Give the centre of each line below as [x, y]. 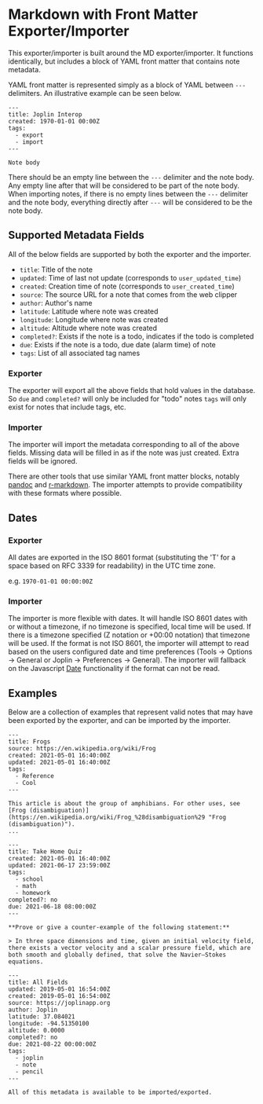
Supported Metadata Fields [77, 235]
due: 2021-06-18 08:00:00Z [52, 907]
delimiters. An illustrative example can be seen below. [95, 93]
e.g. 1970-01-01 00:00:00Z [50, 581]
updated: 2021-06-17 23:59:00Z [59, 866]
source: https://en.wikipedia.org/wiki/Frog [82, 749]
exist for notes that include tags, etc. [68, 407]
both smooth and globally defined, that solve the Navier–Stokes [117, 955]
